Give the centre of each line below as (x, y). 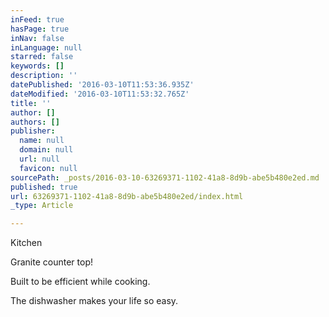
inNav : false (37, 38)
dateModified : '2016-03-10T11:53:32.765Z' (100, 94)
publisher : (33, 131)
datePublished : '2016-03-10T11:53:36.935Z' (102, 85)
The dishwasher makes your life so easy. (94, 301)
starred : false (42, 57)
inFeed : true (37, 19)
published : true (44, 187)
